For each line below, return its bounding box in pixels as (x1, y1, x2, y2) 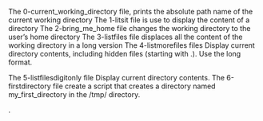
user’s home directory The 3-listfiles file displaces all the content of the (8, 32, 243, 41)
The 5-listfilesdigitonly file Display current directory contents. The (8, 73, 225, 82)
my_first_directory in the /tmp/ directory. (8, 90, 141, 99)
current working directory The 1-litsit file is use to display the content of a (8, 15, 250, 25)
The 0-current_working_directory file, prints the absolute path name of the (8, 7, 253, 16)
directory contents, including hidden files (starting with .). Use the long (8, 49, 241, 58)
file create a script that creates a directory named (52, 81, 216, 91)
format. (8, 57, 33, 67)
